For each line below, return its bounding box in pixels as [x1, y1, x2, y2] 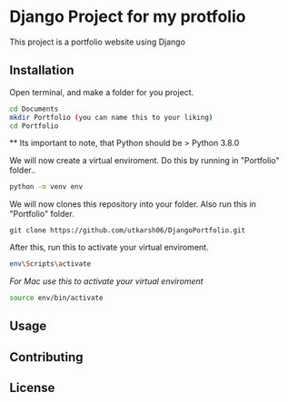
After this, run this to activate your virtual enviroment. [9, 242, 209, 253]
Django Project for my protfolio [9, 6, 246, 27]
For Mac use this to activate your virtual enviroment [9, 276, 204, 287]
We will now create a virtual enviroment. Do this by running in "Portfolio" [9, 155, 280, 166]
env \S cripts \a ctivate [9, 260, 92, 269]
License [9, 380, 55, 396]
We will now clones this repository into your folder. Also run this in [9, 199, 257, 210]
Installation [9, 63, 74, 78]
